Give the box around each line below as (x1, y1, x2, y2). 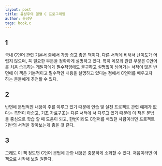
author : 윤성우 (5, 16, 33, 21)
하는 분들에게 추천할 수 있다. (5, 76, 58, 82)
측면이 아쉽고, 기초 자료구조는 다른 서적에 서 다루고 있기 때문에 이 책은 (14, 110, 146, 116)
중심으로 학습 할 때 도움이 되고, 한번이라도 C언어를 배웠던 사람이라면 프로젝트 (10, 116, 155, 121)
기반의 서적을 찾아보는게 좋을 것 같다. (5, 122, 75, 128)
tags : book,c (5, 20, 31, 26)
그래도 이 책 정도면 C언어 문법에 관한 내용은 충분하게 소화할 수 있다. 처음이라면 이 (5, 150, 158, 155)
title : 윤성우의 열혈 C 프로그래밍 (5, 12, 66, 16)
